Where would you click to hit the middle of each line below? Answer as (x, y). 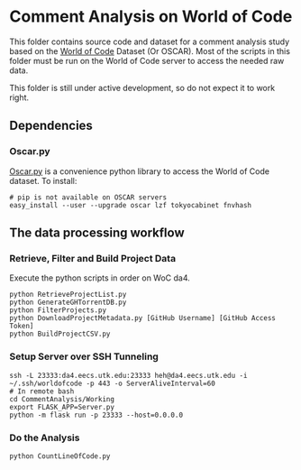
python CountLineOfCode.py (60, 456)
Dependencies (51, 126)
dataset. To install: (43, 180)
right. (19, 97)
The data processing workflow (97, 233)
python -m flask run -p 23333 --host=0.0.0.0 (96, 415)
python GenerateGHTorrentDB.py (68, 303)
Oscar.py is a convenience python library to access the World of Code (140, 171)
